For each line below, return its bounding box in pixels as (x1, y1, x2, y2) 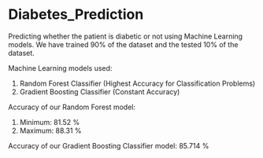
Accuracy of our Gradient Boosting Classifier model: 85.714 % (8, 141, 209, 150)
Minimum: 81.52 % (19, 117, 80, 127)
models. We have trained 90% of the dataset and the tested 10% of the (8, 39, 239, 49)
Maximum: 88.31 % (19, 126, 82, 135)
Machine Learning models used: (8, 63, 113, 72)
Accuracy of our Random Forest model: (8, 102, 136, 112)
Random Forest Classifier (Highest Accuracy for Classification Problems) (19, 79, 256, 88)
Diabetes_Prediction (8, 6, 144, 24)
